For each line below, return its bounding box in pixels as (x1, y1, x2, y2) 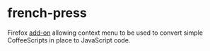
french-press (7, 5, 87, 21)
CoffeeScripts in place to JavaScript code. (7, 35, 131, 44)
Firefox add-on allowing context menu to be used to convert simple (7, 28, 204, 37)
